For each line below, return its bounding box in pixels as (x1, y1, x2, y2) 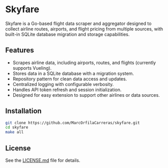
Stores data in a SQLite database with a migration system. (12, 70, 134, 76)
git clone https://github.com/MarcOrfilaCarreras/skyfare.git (5, 120, 140, 125)
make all (5, 130, 24, 135)
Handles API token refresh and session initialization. (12, 87, 122, 93)
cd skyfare (5, 125, 29, 130)
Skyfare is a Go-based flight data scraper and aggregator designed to (5, 20, 152, 26)
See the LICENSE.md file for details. (5, 157, 80, 163)
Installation (5, 107, 42, 116)
